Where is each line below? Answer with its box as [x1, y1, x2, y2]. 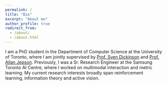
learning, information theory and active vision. [5, 75, 100, 81]
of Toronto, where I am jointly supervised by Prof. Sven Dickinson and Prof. [5, 54, 160, 60]
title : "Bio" [5, 12, 32, 17]
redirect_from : [5, 26, 37, 31]
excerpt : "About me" [5, 16, 48, 21]
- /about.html [9, 35, 39, 40]
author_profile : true [5, 21, 50, 26]
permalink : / [5, 7, 32, 12]
